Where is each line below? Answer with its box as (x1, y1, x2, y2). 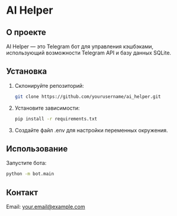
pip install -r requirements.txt (14, 116, 98, 122)
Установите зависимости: (14, 104, 80, 112)
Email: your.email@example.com (6, 203, 86, 211)
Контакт (6, 188, 38, 198)
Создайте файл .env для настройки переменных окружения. (14, 126, 168, 134)
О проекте (6, 27, 46, 37)
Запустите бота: (6, 160, 47, 167)
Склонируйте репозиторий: (14, 82, 84, 89)
